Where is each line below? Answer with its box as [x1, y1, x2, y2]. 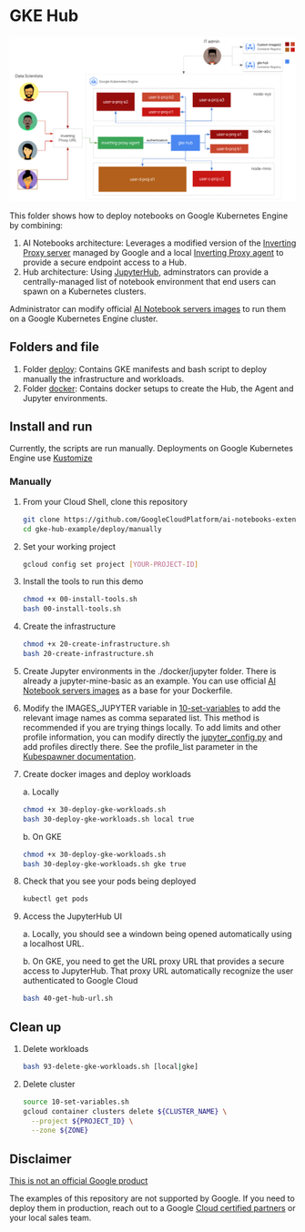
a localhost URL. [22, 938, 85, 949]
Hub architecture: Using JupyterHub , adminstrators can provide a [22, 266, 269, 278]
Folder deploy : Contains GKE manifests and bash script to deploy [22, 363, 267, 374]
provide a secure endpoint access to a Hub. [22, 257, 187, 268]
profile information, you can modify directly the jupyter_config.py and [22, 732, 283, 742]
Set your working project [22, 540, 117, 551]
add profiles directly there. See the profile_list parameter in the [22, 741, 258, 752]
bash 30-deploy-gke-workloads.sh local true [22, 814, 195, 823]
